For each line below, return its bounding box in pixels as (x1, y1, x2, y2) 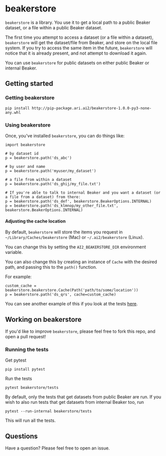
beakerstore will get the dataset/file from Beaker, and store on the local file (5, 39, 158, 45)
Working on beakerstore (5, 315, 82, 323)
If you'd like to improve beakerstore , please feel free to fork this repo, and (5, 328, 156, 334)
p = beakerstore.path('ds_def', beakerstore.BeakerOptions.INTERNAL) (5, 199, 152, 204)
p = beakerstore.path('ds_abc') (5, 155, 72, 160)
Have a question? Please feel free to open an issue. (5, 445, 110, 451)
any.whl (5, 110, 21, 115)
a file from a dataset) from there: (5, 194, 81, 199)
